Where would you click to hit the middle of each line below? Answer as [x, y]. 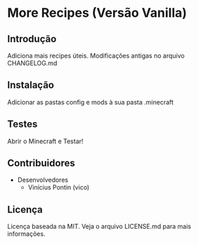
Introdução [32, 39]
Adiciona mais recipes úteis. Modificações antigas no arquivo [96, 55]
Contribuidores [41, 163]
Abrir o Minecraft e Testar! [45, 141]
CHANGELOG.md [32, 63]
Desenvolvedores [43, 180]
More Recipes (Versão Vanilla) [97, 13]
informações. [26, 234]
